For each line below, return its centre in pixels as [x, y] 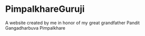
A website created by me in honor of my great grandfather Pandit [72, 23]
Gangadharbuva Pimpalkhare [35, 28]
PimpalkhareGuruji [45, 9]
